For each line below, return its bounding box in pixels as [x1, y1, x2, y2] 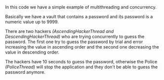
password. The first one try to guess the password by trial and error [5, 39, 143, 45]
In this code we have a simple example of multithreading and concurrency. [5, 4, 157, 10]
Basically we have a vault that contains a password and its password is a [5, 14, 153, 19]
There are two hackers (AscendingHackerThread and [5, 28, 114, 34]
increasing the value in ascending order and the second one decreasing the [5, 44, 159, 50]
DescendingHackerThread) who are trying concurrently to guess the [5, 34, 145, 39]
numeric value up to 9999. [5, 19, 59, 25]
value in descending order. [5, 49, 59, 55]
